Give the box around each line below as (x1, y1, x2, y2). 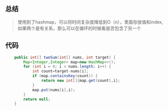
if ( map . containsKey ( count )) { (32, 73, 98, 78)
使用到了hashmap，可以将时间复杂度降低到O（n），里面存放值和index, (17, 19, 163, 25)
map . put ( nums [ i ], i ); (32, 87, 75, 92)
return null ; (23, 96, 51, 101)
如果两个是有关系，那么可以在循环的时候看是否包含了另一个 (17, 25, 141, 31)
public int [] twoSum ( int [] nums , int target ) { (14, 54, 116, 60)
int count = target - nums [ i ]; (32, 69, 89, 74)
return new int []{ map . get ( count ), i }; (41, 78, 121, 83)
